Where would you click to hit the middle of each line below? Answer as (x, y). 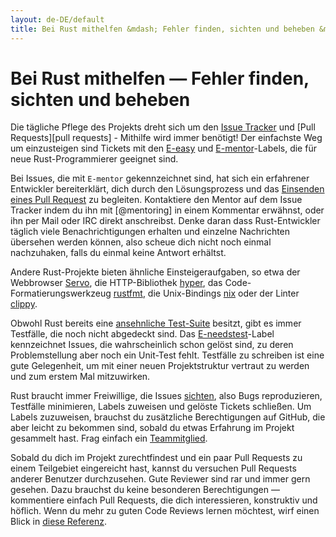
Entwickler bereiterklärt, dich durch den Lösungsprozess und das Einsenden (167, 189)
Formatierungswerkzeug (61, 293)
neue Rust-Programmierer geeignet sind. (94, 159)
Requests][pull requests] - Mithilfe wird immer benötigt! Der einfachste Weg (166, 138)
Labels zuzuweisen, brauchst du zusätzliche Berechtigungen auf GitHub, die (168, 417)
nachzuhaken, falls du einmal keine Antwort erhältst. (118, 253)
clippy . (24, 304)
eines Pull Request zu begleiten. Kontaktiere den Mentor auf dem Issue (156, 200)
